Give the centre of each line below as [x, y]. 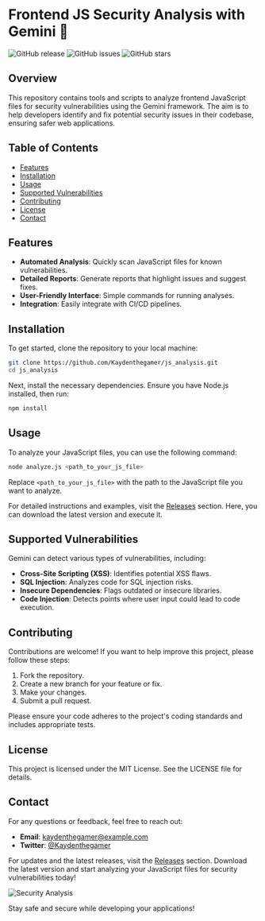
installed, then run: [39, 393]
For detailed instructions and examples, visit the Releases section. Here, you [133, 505]
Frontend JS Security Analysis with [127, 15]
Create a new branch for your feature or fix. [91, 684]
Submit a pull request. [56, 701]
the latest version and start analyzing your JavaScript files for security [123, 869]
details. [20, 777]
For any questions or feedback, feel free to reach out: [96, 821]
